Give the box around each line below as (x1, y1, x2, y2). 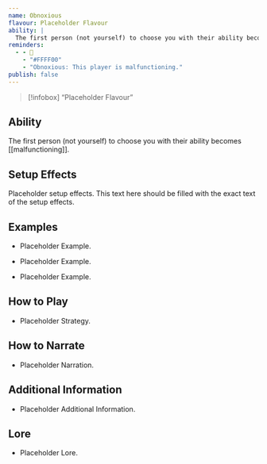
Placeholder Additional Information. (19, 404, 136, 413)
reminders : (8, 41, 44, 49)
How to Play (8, 295, 69, 309)
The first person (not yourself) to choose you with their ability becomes (8, 136, 242, 146)
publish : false (8, 71, 59, 79)
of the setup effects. (8, 197, 75, 207)
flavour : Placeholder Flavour (8, 19, 109, 27)
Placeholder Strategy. (19, 316, 91, 325)
